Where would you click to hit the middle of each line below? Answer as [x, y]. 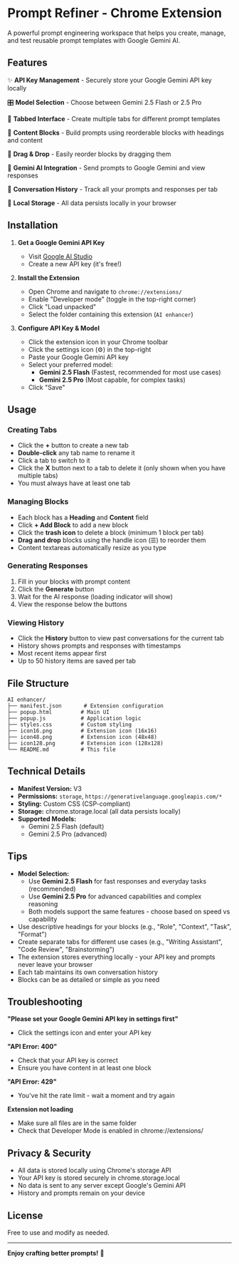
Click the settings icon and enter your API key [84, 1033]
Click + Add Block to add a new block [73, 524]
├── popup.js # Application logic [74, 718]
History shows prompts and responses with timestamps [99, 646]
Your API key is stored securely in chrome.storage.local [99, 1178]
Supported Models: [47, 819]
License [25, 1215]
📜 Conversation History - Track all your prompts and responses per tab [113, 189]
